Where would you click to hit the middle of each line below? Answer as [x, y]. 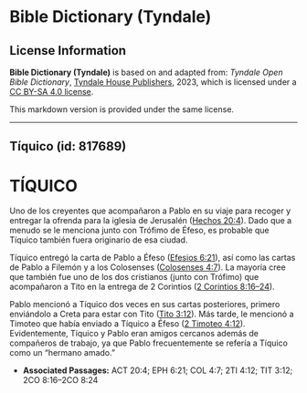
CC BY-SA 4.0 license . [52, 92]
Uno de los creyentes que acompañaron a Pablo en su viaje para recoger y [150, 211]
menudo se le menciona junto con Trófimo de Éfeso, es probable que [139, 231]
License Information [68, 51]
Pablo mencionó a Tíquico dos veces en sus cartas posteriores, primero [145, 305]
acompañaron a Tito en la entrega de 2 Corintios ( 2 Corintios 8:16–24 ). [143, 287]
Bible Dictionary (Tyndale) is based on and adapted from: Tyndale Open [146, 72]
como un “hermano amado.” [63, 353]
